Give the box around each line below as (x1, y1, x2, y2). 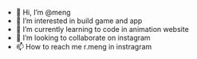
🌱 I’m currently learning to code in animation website (15, 25, 189, 33)
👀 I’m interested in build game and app (15, 16, 143, 26)
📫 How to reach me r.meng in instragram (15, 42, 152, 51)
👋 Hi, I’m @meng (15, 8, 71, 17)
